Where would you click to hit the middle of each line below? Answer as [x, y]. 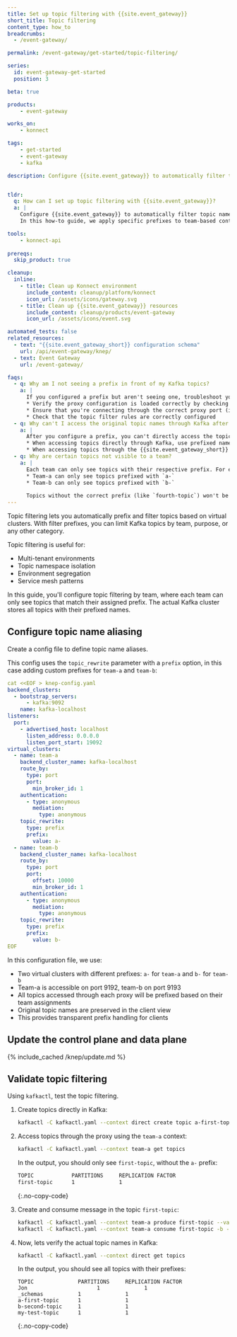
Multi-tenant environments [56, 558]
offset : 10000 [53, 881]
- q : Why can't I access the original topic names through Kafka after [121, 423]
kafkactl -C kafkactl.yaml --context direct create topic [104, 1123]
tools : [17, 234]
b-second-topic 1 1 [73, 1307]
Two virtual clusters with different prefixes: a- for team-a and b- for [114, 973]
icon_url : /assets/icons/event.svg [78, 319]
